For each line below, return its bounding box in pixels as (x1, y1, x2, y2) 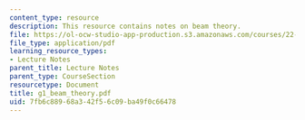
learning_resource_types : (9, 47, 107, 56)
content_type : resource (9, 13, 100, 23)
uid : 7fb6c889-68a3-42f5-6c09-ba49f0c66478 (9, 97, 177, 106)
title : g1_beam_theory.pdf (9, 88, 112, 97)
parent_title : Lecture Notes (9, 64, 120, 73)
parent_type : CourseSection (9, 72, 116, 81)
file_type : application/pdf (9, 38, 116, 48)
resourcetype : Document (9, 80, 100, 89)
